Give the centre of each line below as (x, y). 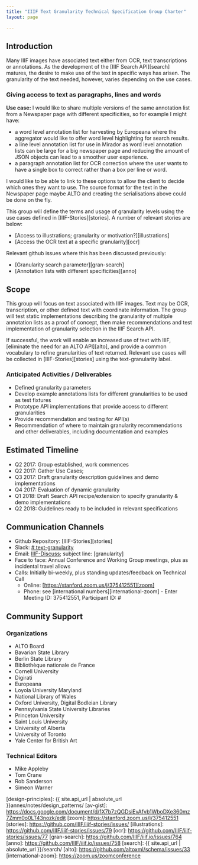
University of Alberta (40, 728)
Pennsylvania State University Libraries (62, 709)
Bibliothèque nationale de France (55, 665)
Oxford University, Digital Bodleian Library (66, 703)
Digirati (23, 678)
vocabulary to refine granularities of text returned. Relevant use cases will (96, 353)
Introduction (30, 46)
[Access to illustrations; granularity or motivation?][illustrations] (92, 235)
